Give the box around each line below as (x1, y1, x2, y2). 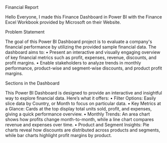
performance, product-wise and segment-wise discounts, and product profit (5, 65, 163, 71)
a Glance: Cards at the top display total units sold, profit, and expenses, (5, 106, 152, 111)
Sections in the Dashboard (5, 80, 60, 86)
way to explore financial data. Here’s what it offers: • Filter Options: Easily (5, 95, 156, 101)
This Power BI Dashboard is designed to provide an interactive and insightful (5, 90, 162, 95)
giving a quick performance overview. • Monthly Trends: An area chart (5, 111, 150, 117)
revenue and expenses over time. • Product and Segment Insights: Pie (5, 122, 150, 127)
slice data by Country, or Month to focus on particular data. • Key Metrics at (5, 100, 161, 106)
